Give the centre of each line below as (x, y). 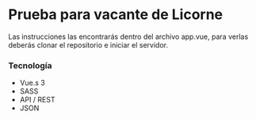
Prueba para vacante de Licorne (116, 15)
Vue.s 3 (32, 83)
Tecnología (30, 65)
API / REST (37, 100)
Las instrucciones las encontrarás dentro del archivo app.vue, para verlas (128, 36)
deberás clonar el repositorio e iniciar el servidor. (88, 44)
